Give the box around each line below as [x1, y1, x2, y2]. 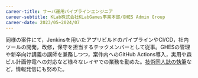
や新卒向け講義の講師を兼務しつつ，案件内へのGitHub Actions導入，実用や [5, 51, 187, 58]
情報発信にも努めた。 [15, 66, 68, 73]
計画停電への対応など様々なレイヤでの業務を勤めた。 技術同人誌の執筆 [15, 58, 187, 65]
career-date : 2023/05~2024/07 [5, 19, 80, 25]
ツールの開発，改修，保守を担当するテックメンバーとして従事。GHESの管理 [5, 43, 190, 50]
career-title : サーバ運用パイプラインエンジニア [5, 8, 113, 15]
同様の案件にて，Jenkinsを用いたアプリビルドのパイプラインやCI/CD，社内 [5, 36, 189, 43]
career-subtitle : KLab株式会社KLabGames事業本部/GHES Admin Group [5, 14, 165, 20]
